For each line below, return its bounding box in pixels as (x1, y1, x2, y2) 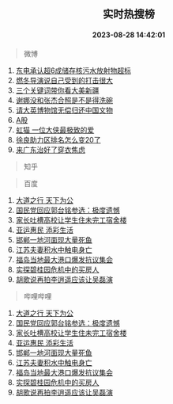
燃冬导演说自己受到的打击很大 (15, 75, 113, 85)
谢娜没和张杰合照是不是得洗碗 (15, 95, 113, 105)
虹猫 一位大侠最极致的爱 (15, 125, 95, 135)
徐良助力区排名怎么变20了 (15, 135, 101, 144)
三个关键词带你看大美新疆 (15, 86, 100, 95)
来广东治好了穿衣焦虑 (15, 145, 85, 154)
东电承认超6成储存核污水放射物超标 (15, 66, 132, 75)
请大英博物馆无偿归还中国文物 (15, 105, 113, 115)
